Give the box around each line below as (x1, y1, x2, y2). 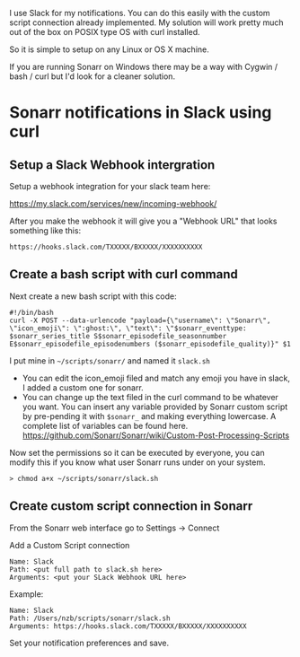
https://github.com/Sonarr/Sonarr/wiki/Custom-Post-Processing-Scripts (22, 430, 290, 441)
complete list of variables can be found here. (22, 420, 189, 431)
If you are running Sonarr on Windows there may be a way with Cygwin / (9, 62, 278, 72)
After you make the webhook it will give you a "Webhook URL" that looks (9, 215, 278, 226)
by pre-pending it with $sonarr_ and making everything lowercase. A (22, 410, 277, 421)
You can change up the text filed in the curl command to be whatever (22, 391, 278, 402)
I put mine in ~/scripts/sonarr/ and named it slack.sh (9, 355, 211, 366)
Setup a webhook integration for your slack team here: (9, 181, 211, 191)
